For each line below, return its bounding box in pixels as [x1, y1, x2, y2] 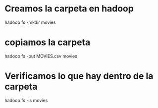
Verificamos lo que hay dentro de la [4, 70, 154, 82]
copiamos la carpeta [4, 37, 91, 48]
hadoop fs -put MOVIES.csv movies [4, 53, 78, 59]
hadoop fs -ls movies [4, 97, 48, 103]
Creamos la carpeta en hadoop [4, 3, 134, 14]
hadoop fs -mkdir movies [4, 19, 56, 25]
